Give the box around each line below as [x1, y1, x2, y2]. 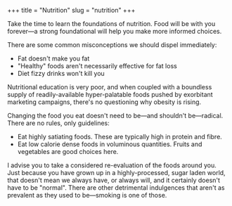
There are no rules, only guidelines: [7, 119, 110, 127]
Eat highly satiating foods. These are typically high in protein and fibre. [17, 133, 223, 141]
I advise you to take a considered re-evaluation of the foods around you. [7, 161, 217, 169]
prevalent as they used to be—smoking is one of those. [7, 191, 167, 199]
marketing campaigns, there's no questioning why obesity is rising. [7, 98, 202, 106]
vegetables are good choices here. [17, 148, 119, 155]
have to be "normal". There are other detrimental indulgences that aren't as [7, 184, 225, 192]
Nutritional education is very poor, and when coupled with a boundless [7, 83, 212, 91]
